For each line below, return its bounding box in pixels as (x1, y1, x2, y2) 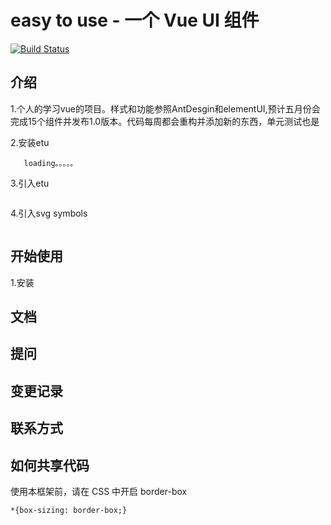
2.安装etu (10, 136, 50, 148)
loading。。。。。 (23, 158, 78, 168)
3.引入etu (10, 177, 50, 189)
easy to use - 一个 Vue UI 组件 (10, 9, 260, 32)
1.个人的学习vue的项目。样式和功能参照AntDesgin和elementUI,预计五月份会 (10, 102, 321, 115)
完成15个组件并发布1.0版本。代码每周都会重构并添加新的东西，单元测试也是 (10, 115, 320, 127)
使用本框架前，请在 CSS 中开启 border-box (10, 485, 188, 497)
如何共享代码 (10, 457, 90, 474)
